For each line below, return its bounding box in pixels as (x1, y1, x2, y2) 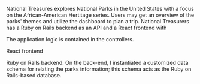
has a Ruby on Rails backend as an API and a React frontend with (6, 24, 167, 31)
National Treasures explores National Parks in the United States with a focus (6, 5, 195, 12)
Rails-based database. (6, 72, 62, 79)
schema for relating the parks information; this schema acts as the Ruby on (6, 65, 192, 73)
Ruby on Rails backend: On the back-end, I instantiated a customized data (6, 59, 189, 66)
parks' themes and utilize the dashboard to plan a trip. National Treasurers (6, 18, 190, 25)
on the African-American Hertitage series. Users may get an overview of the (6, 11, 195, 19)
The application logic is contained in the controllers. (6, 36, 134, 43)
